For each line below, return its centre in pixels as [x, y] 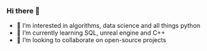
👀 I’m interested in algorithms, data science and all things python [108, 26]
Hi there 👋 [23, 11]
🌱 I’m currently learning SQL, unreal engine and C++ [91, 33]
